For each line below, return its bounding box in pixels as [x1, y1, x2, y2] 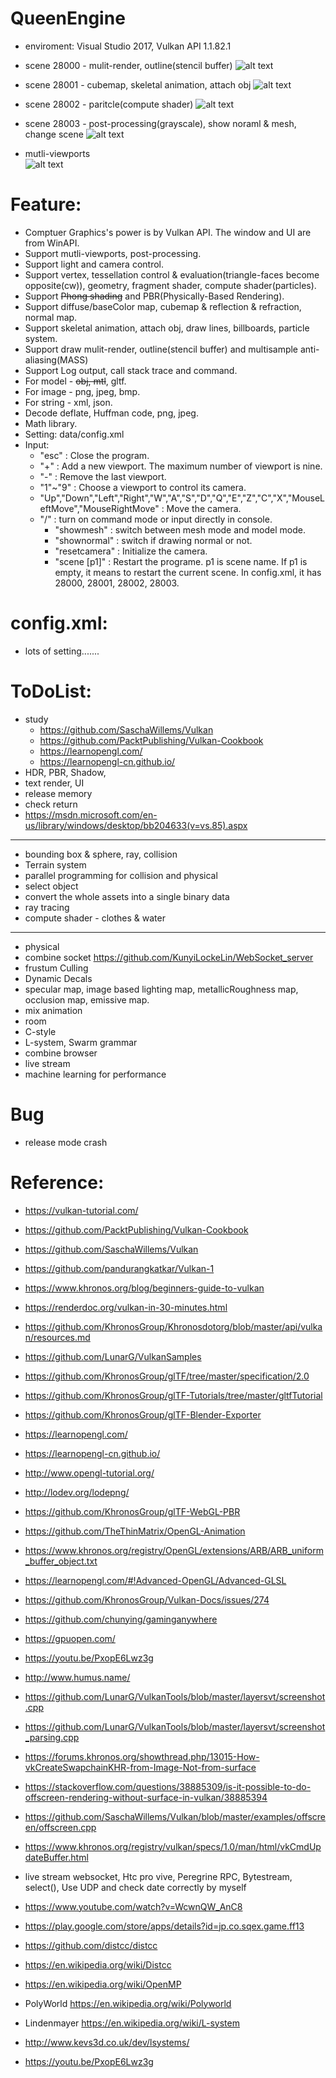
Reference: [10, 1171, 105, 1194]
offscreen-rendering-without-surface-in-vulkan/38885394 [24, 1791, 268, 1803]
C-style [24, 1025, 57, 1037]
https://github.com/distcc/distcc [24, 1939, 158, 1951]
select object [24, 880, 79, 892]
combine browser [24, 1047, 98, 1059]
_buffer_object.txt [24, 1555, 98, 1567]
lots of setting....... [24, 645, 100, 657]
